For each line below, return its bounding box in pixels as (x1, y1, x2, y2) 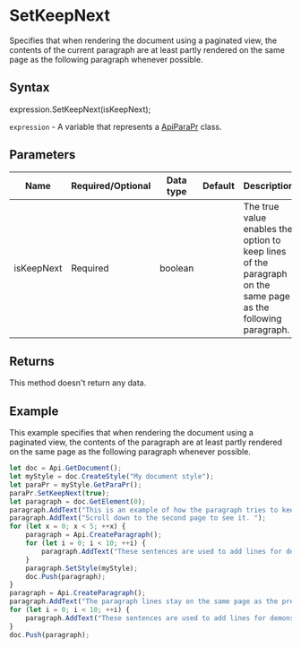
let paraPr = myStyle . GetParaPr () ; (9, 480, 142, 489)
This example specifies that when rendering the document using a (9, 428, 254, 438)
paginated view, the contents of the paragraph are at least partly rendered (9, 436, 283, 448)
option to (243, 234, 281, 246)
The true (243, 200, 279, 212)
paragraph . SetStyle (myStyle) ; (25, 564, 139, 573)
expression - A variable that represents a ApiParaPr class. (9, 121, 222, 132)
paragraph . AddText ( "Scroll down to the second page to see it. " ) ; (9, 514, 267, 523)
